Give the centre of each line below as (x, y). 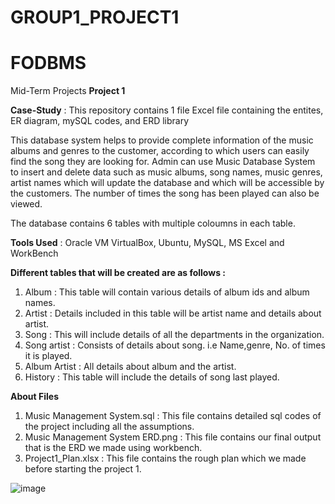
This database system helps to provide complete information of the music (162, 140)
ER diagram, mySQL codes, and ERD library (100, 121)
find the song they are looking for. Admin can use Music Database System (163, 162)
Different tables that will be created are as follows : (118, 273)
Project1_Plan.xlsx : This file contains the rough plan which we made (165, 458)
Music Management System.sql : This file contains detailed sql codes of (173, 416)
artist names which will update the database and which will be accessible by (167, 183)
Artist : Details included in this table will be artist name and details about (173, 313)
